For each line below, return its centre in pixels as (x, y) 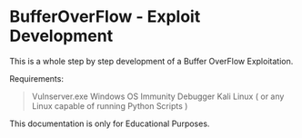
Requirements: (36, 78)
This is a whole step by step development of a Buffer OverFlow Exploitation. (151, 61)
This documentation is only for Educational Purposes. (110, 123)
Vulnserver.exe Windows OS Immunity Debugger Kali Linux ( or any (158, 96)
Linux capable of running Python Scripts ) (110, 105)
